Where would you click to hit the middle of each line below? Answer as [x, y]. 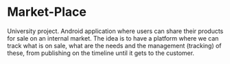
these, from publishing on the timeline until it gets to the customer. [101, 53]
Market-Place [47, 12]
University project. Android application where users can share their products [115, 31]
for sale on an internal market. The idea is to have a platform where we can [113, 38]
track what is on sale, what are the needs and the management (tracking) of [114, 45]
